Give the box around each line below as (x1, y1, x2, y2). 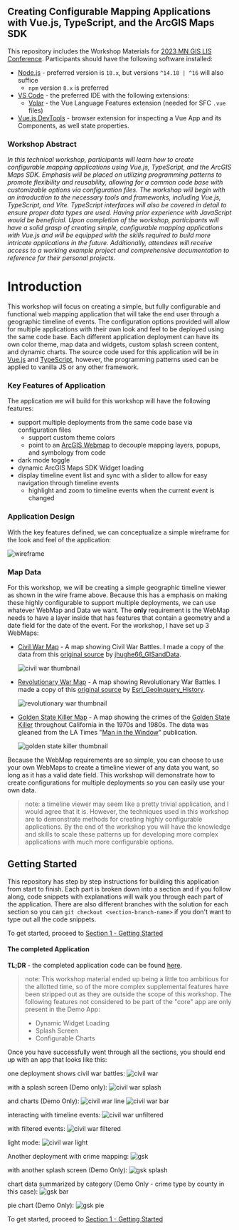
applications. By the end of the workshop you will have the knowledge (24, 822, 231, 831)
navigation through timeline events (17, 479, 119, 487)
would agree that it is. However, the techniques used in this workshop (24, 807, 229, 815)
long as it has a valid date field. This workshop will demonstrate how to (7, 770, 216, 779)
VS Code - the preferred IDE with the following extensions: (17, 91, 190, 99)
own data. (7, 785, 37, 794)
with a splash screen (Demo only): (7, 1082, 108, 1091)
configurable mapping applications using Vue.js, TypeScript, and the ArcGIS (7, 163, 232, 172)
